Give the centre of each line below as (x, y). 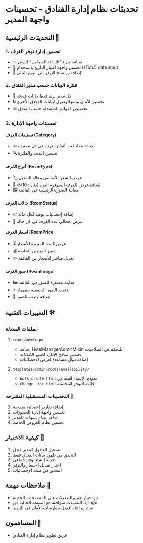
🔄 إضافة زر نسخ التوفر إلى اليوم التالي (47, 72)
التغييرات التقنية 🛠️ (30, 313)
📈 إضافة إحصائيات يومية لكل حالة (43, 214)
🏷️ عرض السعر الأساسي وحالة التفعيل (47, 177)
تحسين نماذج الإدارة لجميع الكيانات (51, 354)
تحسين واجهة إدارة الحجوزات (39, 412)
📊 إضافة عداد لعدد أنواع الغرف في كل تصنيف (54, 146)
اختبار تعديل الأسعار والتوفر (37, 465)
